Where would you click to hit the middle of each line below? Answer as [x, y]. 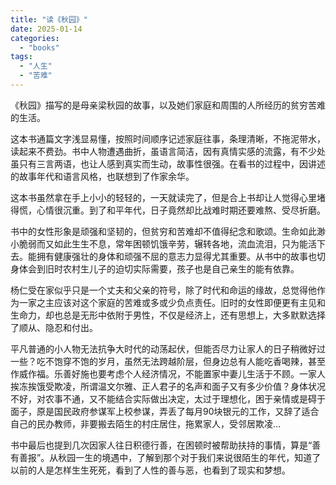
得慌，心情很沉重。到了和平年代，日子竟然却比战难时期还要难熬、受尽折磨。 [168, 210]
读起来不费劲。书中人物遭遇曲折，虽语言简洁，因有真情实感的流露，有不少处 [168, 151]
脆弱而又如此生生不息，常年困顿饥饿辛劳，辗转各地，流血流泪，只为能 [163, 243]
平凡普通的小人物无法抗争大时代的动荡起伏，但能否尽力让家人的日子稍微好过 [168, 348]
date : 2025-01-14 [46, 29]
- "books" [39, 47]
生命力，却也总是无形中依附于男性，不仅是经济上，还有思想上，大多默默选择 [168, 315]
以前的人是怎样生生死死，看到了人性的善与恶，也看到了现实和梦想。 [150, 470]
